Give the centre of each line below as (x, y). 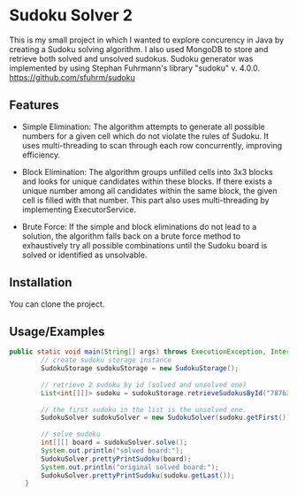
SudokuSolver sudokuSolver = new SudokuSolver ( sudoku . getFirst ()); (168, 418)
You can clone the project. (57, 304)
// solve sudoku (71, 434)
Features (34, 106)
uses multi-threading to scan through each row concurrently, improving (152, 145)
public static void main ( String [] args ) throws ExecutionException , (138, 352)
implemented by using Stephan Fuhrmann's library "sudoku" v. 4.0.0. (135, 68)
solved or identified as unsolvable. (84, 255)
